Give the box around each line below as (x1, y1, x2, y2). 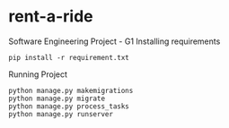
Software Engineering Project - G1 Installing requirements (8, 36, 221, 47)
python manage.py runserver (8, 109, 114, 118)
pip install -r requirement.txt (8, 53, 129, 62)
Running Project (8, 69, 68, 80)
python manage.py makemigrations (8, 86, 134, 95)
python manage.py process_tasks (8, 101, 129, 111)
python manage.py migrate (8, 94, 105, 103)
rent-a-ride (8, 6, 93, 27)
